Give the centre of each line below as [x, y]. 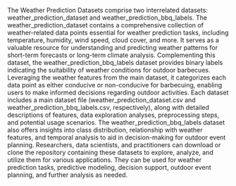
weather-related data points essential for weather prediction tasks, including [118, 32]
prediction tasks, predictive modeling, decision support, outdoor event [109, 167]
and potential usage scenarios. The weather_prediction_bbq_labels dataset [116, 122]
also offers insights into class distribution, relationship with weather [105, 130]
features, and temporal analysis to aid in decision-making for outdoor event [117, 137]
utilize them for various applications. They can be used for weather [105, 160]
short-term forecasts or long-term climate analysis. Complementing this [112, 55]
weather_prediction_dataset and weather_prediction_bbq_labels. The [107, 18]
